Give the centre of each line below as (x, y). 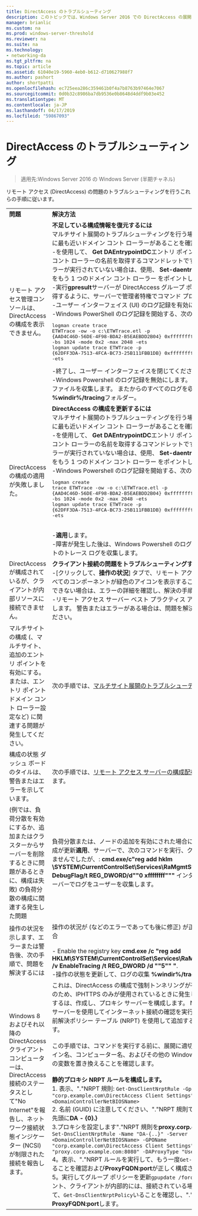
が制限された (27, 1155)
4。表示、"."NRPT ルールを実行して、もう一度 (116, 1159)
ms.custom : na (24, 28)
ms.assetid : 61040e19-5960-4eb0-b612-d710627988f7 (70, 72)
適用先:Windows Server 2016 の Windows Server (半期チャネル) (98, 179)
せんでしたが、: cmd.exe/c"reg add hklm (115, 859)
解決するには (27, 973)
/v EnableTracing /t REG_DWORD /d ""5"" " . (115, 966)
